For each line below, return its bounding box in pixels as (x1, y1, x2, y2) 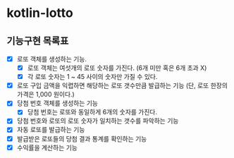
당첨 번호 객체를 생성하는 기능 (16, 99, 98, 107)
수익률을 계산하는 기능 (16, 143, 78, 152)
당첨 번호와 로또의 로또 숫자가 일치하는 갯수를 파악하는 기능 (16, 116, 179, 125)
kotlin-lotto (6, 5, 73, 21)
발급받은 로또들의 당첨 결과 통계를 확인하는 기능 (16, 134, 147, 142)
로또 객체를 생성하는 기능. (16, 55, 87, 63)
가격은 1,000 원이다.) (16, 90, 75, 99)
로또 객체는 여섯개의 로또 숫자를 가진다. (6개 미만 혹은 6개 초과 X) (27, 63, 207, 72)
